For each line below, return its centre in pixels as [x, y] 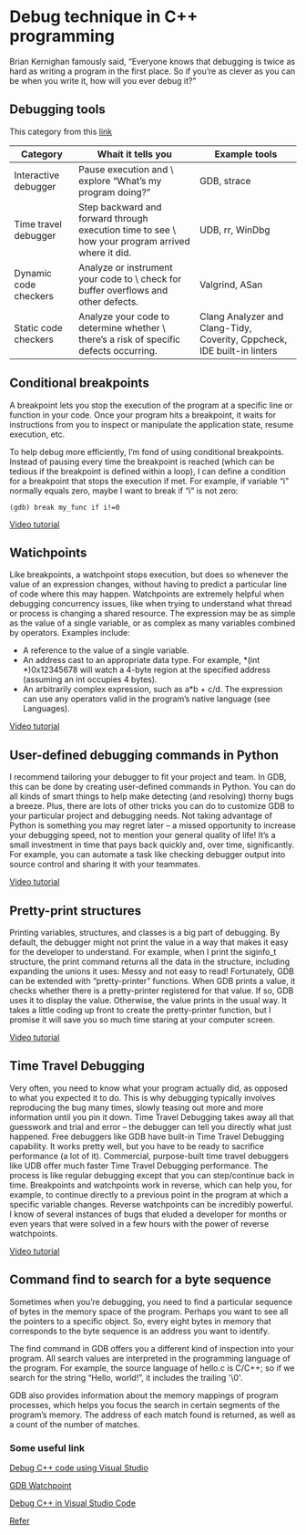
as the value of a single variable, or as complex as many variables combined [153, 623]
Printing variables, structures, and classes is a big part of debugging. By [145, 933]
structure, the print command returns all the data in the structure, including [150, 961]
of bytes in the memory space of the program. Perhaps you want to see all [149, 1312]
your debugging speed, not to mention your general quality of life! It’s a [143, 835]
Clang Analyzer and [242, 316]
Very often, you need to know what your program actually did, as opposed [149, 1088]
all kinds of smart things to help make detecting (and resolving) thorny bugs [152, 796]
